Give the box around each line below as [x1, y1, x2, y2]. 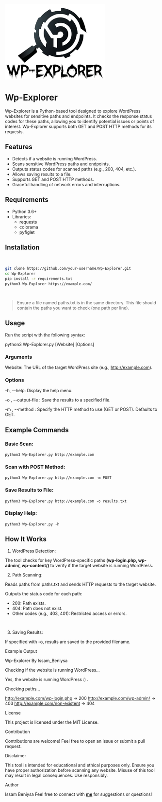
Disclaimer [5, 752, 27, 758]
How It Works [5, 535, 47, 543]
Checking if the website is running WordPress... [5, 667, 100, 673]
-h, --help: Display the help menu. [5, 388, 73, 394]
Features [5, 143, 32, 151]
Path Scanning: [12, 572, 43, 577]
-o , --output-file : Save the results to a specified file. [5, 397, 111, 403]
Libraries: [12, 213, 32, 220]
